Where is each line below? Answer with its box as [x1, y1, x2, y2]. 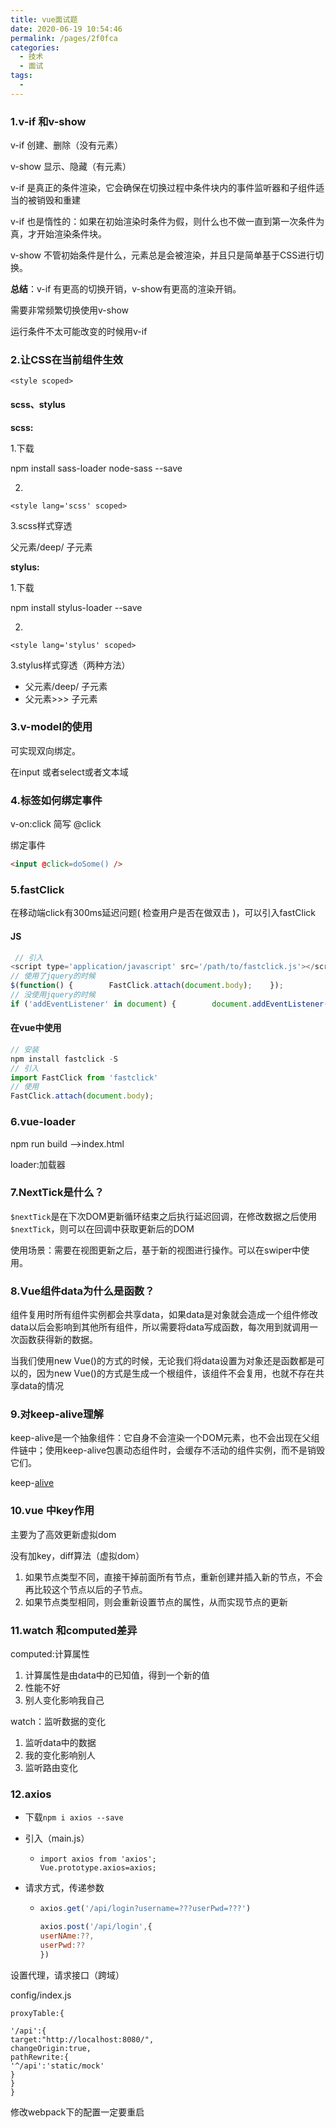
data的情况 [18, 1380, 64, 1392]
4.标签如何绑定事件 [10, 793, 103, 807]
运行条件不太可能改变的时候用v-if [10, 326, 148, 338]
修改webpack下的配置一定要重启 [10, 2106, 145, 2118]
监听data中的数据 [24, 1737, 97, 1748]
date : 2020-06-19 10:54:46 [10, 24, 123, 34]
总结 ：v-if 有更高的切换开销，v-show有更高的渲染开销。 [10, 283, 242, 295]
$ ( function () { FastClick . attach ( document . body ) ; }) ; [10, 981, 284, 991]
